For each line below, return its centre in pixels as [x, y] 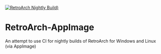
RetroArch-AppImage [50, 27]
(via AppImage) [21, 46]
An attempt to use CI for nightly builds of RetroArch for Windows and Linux [80, 41]
